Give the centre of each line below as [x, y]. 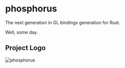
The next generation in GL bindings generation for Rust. [63, 22]
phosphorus [31, 9]
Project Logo [26, 48]
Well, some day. [22, 32]
